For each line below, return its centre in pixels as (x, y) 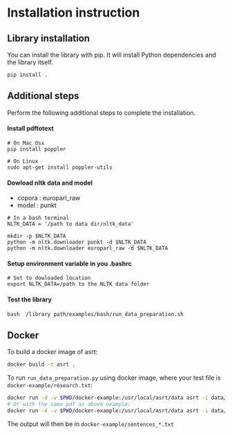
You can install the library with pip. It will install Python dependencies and (112, 55)
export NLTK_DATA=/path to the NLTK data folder (78, 284)
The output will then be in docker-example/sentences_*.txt (90, 424)
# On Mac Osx (26, 143)
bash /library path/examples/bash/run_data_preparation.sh (96, 314)
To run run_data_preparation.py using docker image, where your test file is (114, 378)
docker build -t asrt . (41, 364)
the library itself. (30, 62)
